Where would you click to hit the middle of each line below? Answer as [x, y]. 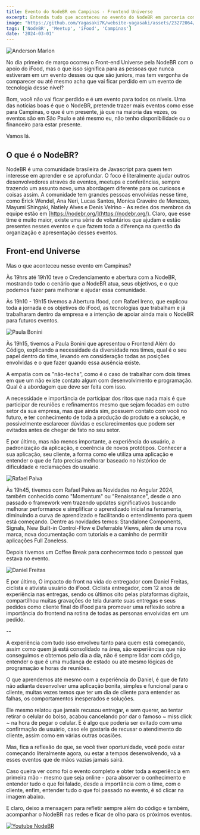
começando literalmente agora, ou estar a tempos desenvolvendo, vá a [93, 753]
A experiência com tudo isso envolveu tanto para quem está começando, [96, 642]
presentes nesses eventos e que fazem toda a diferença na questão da [93, 226]
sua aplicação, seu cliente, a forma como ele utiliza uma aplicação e [90, 454]
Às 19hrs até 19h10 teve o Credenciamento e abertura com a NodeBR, [91, 277]
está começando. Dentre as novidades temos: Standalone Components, [94, 522]
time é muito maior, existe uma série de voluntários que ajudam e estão [93, 220]
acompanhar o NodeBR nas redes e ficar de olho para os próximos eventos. [99, 814]
